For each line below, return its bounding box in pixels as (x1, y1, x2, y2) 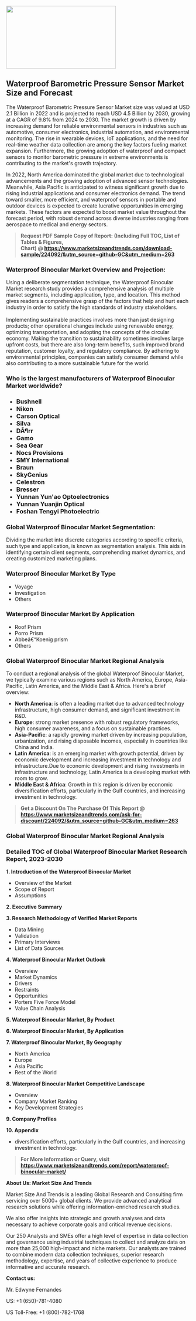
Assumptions (14, 892, 47, 899)
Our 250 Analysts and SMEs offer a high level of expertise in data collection (6, 1233, 188, 1240)
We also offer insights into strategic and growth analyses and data (6, 1215, 166, 1222)
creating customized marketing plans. (6, 555, 97, 562)
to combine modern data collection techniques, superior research (6, 1251, 164, 1258)
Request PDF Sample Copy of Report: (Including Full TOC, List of (20, 232, 180, 239)
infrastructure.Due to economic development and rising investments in (14, 762, 185, 770)
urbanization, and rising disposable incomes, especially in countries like (14, 737, 188, 744)
